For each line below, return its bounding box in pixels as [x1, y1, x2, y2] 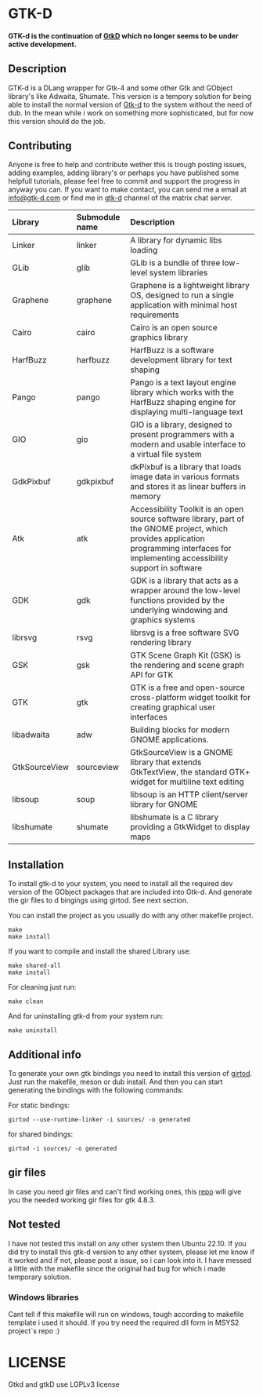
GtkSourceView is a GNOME [130, 747, 233, 758]
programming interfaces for [130, 543, 232, 554]
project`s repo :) [8, 1326, 60, 1335]
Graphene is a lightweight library [130, 280, 250, 291]
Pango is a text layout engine [130, 378, 236, 388]
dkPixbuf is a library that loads [130, 461, 242, 472]
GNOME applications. [130, 735, 209, 746]
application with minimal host [130, 300, 237, 311]
